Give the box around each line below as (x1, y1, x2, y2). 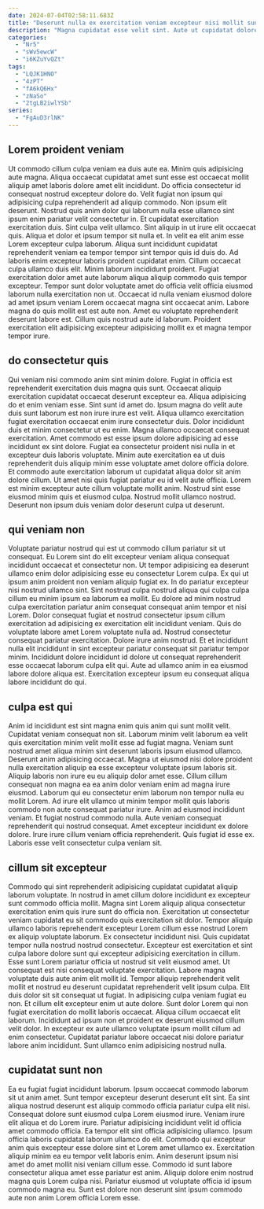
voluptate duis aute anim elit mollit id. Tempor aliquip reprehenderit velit (8, 973, 240, 983)
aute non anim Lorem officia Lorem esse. (8, 1192, 141, 1202)
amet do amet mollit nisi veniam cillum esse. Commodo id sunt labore (8, 1159, 233, 1169)
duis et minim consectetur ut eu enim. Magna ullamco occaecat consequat (8, 425, 250, 434)
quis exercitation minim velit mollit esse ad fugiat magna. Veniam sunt (8, 738, 233, 747)
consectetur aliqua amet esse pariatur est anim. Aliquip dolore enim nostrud (8, 1167, 254, 1177)
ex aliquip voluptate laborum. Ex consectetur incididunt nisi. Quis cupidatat (8, 931, 250, 941)
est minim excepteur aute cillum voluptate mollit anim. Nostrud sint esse (8, 483, 241, 492)
